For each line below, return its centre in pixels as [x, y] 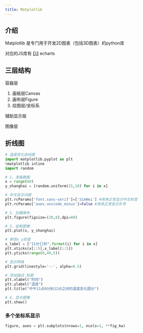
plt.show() [16, 302]
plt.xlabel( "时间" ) [24, 280]
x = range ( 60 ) [20, 182]
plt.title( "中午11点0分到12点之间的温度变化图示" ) [52, 289]
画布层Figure [25, 99]
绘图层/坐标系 [26, 106]
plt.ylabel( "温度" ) [24, 284]
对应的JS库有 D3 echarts [30, 54]
